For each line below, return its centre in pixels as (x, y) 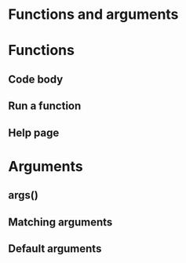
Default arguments (55, 248)
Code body (36, 79)
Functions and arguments (93, 15)
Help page (34, 132)
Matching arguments (60, 222)
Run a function (45, 106)
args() (24, 195)
